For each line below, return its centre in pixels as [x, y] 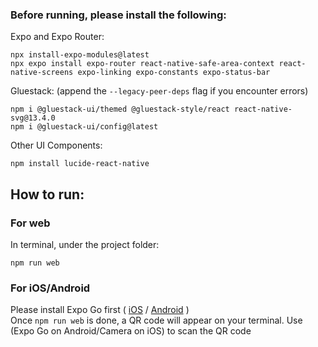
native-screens [42, 73]
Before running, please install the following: [118, 15]
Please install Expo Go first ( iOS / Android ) [100, 310]
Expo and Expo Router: [57, 37]
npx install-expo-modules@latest [80, 55]
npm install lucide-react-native [80, 164]
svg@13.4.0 [33, 118]
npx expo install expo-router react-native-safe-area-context [142, 64]
